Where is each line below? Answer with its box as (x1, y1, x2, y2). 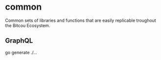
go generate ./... (5, 49, 38, 55)
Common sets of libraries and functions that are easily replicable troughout (5, 17, 157, 23)
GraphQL (5, 37, 33, 45)
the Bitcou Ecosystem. (5, 22, 50, 28)
